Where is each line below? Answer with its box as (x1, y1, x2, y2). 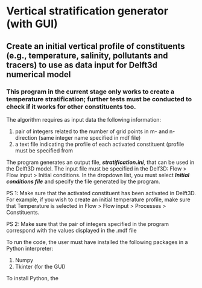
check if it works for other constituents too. (6, 102, 136, 111)
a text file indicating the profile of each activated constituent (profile (14, 140, 185, 148)
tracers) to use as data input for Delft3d (6, 60, 158, 70)
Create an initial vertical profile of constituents (6, 41, 185, 51)
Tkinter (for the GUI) (14, 263, 66, 270)
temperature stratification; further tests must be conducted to (6, 95, 192, 103)
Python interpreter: (6, 245, 53, 252)
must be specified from (14, 146, 74, 154)
